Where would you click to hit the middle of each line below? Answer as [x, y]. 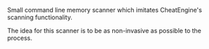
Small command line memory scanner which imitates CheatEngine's [104, 10]
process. [20, 38]
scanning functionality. [40, 17]
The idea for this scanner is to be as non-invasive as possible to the [104, 31]
